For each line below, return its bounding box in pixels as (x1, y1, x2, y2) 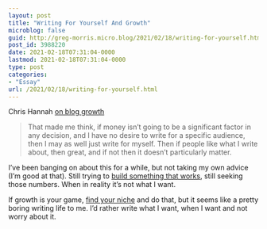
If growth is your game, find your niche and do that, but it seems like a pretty (8, 195, 259, 204)
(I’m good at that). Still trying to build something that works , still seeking (8, 171, 244, 181)
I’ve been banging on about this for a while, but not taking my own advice (8, 163, 249, 173)
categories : (8, 71, 48, 78)
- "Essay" (8, 78, 41, 86)
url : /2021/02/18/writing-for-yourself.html (8, 85, 158, 94)
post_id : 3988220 (8, 41, 66, 49)
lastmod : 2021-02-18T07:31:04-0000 (8, 56, 126, 64)
